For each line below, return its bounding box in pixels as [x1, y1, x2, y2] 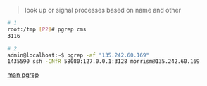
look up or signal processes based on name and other [24, 6, 182, 14]
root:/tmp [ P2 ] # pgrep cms [7, 26, 87, 33]
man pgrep [7, 71, 39, 79]
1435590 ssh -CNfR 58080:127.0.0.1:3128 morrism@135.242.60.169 [7, 58, 200, 65]
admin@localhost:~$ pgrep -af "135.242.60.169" [7, 52, 150, 59]
